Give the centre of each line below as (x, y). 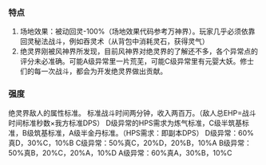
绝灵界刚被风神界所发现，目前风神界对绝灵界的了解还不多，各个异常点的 (139, 51)
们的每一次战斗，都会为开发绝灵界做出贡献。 (93, 71)
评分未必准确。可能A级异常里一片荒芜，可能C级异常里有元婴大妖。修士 (137, 61)
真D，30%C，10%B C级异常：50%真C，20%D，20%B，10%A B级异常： (130, 143)
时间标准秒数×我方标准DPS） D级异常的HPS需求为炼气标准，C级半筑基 (125, 123)
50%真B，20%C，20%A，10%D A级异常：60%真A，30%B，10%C (120, 152)
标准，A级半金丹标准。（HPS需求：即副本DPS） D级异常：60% (151, 132)
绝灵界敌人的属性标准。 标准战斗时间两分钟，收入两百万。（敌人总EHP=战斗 (132, 112)
